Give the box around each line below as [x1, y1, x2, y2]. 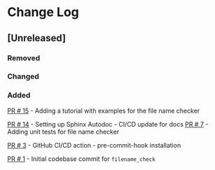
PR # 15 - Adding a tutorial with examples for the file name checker [7, 106, 200, 115]
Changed [7, 71, 40, 81]
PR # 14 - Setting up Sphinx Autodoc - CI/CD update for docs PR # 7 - [7, 120, 209, 128]
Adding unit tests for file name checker [7, 127, 120, 136]
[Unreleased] [7, 32, 67, 44]
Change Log [7, 4, 79, 20]
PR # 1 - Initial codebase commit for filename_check [7, 155, 155, 163]
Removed [7, 53, 41, 63]
